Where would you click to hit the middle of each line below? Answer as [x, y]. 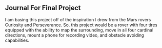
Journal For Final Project [43, 8]
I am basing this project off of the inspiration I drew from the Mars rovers [78, 19]
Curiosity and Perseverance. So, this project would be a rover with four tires [81, 25]
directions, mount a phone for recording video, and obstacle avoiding [75, 35]
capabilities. [17, 40]
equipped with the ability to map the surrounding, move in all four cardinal [79, 30]
